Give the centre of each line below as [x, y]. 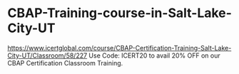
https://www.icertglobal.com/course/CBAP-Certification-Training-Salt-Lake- [119, 48]
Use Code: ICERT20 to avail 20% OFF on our [154, 55]
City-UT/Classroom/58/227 [47, 55]
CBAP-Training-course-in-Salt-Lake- [119, 13]
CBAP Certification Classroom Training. [65, 63]
